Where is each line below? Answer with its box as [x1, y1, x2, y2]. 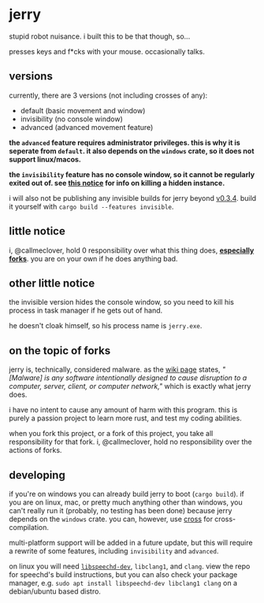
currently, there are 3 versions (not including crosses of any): [9, 91, 208, 100]
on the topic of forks [9, 344, 111, 357]
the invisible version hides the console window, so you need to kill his [9, 298, 235, 307]
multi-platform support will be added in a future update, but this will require [9, 538, 253, 547]
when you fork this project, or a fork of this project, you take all [9, 429, 214, 438]
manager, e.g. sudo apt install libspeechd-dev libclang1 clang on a [9, 579, 237, 587]
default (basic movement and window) [20, 105, 146, 115]
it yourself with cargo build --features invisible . [9, 202, 174, 211]
